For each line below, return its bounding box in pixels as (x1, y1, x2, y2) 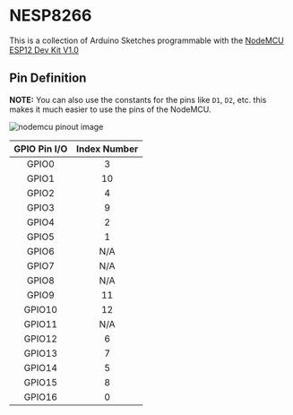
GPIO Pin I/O (13, 143, 68, 155)
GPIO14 (23, 361, 58, 374)
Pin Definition (9, 71, 87, 86)
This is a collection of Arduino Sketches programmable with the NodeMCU (9, 35, 284, 46)
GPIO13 (23, 347, 58, 359)
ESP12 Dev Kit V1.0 (9, 44, 79, 55)
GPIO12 (23, 333, 58, 345)
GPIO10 (23, 303, 58, 316)
